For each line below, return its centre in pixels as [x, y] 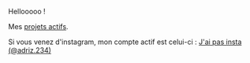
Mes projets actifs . [38, 26]
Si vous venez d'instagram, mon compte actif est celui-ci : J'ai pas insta [125, 42]
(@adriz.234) [30, 50]
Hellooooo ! [27, 11]
